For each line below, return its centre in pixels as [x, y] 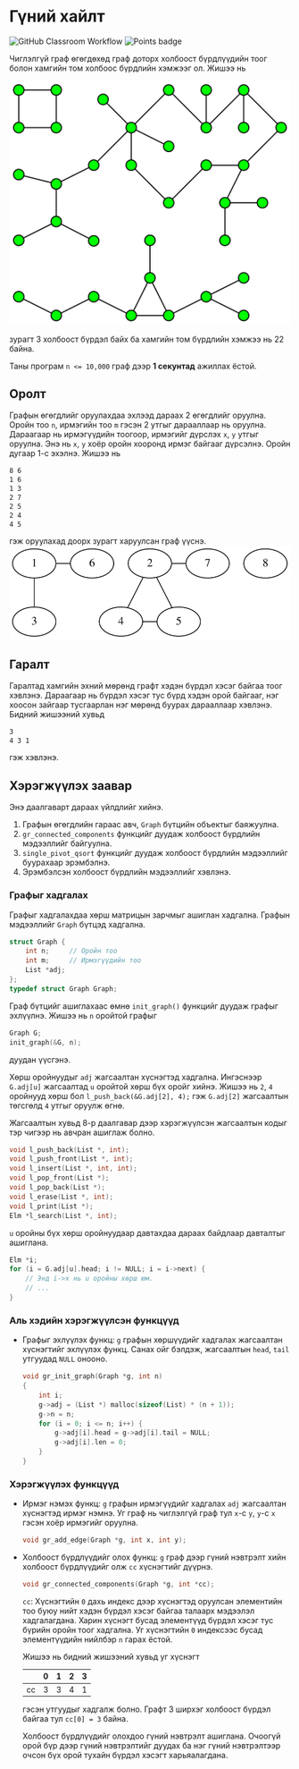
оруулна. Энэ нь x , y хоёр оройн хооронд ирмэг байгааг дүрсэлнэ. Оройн [150, 444]
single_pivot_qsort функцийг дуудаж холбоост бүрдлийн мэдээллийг [155, 853]
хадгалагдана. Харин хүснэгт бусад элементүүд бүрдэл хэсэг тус [148, 1620]
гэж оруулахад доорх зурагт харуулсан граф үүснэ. [108, 541]
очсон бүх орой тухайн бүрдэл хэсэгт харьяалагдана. [125, 1756]
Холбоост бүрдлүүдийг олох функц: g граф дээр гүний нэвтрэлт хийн [154, 1557]
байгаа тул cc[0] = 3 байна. [75, 1719]
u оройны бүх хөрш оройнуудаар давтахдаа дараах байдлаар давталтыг [147, 1232]
